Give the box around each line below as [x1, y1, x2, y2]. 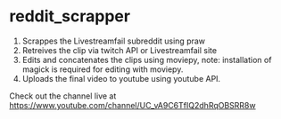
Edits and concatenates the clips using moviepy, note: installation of [21, 54, 272, 65]
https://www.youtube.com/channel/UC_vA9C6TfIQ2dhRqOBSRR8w [9, 99, 256, 110]
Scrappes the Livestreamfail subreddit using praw [21, 36, 206, 46]
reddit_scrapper [9, 6, 131, 27]
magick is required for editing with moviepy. [21, 64, 184, 75]
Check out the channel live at [9, 91, 117, 101]
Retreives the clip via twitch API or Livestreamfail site [21, 44, 217, 55]
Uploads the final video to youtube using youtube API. [21, 73, 221, 83]
